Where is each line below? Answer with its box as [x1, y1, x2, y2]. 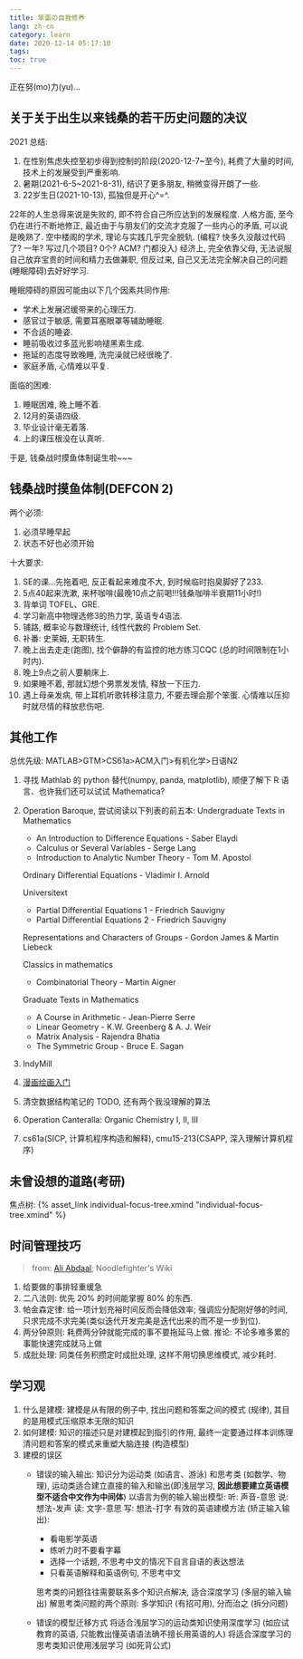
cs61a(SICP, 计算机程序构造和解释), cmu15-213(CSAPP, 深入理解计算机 [22, 1133, 286, 1144]
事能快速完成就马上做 [22, 1338, 102, 1349]
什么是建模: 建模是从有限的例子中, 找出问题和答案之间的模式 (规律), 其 [22, 1403, 282, 1414]
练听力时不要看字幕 [49, 1544, 122, 1555]
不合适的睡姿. [22, 326, 73, 337]
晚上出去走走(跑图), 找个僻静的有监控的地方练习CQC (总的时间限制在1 [22, 644, 281, 655]
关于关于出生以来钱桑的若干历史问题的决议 [9, 111, 247, 126]
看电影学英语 [49, 1533, 98, 1544]
